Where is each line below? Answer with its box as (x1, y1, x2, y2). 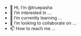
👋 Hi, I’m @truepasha (9, 5, 53, 10)
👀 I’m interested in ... (9, 10, 52, 16)
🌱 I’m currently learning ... (9, 15, 62, 20)
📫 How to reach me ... (9, 26, 55, 31)
